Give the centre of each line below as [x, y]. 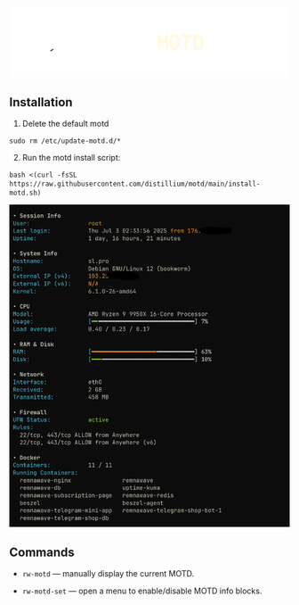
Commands [42, 552]
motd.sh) [25, 193]
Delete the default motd [65, 124]
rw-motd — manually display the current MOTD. [108, 574]
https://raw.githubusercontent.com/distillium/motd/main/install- [135, 184]
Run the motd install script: [71, 158]
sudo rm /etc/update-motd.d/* [65, 141]
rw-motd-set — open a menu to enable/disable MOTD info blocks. [142, 591]
